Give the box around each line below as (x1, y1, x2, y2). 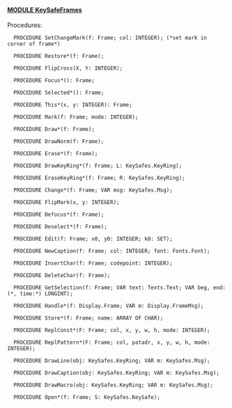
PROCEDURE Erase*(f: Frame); (13, 150, 98, 157)
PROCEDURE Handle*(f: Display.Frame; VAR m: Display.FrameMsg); (13, 303, 204, 310)
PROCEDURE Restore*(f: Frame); (13, 53, 105, 60)
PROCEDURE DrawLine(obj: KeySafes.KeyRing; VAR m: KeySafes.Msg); (13, 357, 210, 365)
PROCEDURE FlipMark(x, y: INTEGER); (13, 199, 120, 206)
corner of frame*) (7, 40, 61, 48)
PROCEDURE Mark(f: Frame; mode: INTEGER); (13, 113, 139, 121)
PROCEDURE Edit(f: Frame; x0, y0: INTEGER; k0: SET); (13, 235, 173, 243)
